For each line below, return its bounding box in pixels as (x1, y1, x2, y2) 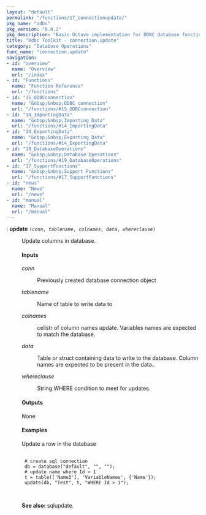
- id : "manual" (6, 197, 45, 203)
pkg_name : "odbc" (6, 20, 51, 26)
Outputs (21, 399, 44, 406)
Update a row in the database (21, 440, 96, 448)
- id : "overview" (6, 60, 51, 66)
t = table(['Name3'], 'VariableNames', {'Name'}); (24, 474, 156, 480)
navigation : (6, 55, 37, 61)
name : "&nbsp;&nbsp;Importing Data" (12, 117, 105, 123)
